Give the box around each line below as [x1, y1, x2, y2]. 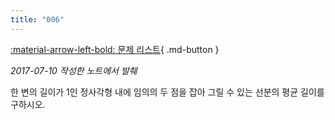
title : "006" [10, 14, 65, 25]
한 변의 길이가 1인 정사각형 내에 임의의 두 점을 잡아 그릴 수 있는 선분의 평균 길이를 [10, 86, 325, 98]
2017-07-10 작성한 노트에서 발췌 [10, 64, 138, 76]
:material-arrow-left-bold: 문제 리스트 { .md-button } [10, 43, 220, 55]
